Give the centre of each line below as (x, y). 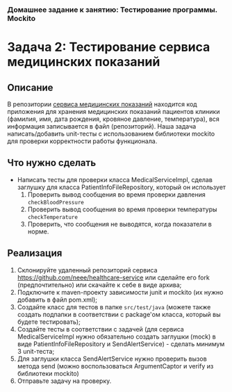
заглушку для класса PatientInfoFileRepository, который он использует (122, 187)
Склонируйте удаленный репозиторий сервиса (87, 270)
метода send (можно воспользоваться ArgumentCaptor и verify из (115, 366)
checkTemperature (53, 217)
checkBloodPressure (56, 202)
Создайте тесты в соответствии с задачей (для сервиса (100, 329)
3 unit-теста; (36, 351)
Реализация (35, 253)
